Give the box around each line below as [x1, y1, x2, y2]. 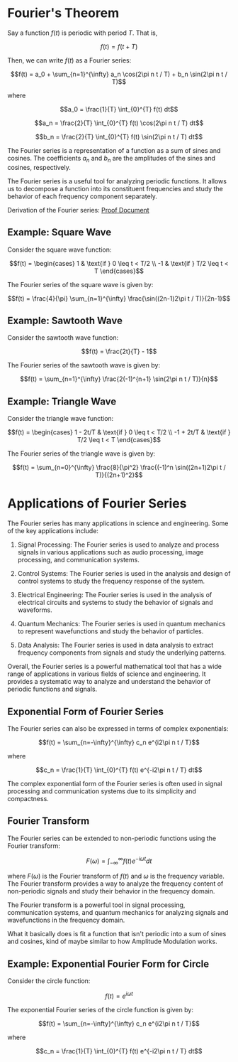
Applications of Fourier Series [7, 495, 187, 512]
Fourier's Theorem [7, 5, 119, 21]
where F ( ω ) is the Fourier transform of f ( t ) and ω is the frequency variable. [7, 872, 225, 881]
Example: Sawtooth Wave [7, 314, 123, 326]
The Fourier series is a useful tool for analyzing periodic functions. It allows [7, 176, 227, 186]
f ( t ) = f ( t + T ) [100, 42, 138, 50]
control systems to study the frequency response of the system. [17, 577, 205, 586]
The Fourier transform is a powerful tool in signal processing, [7, 901, 186, 909]
